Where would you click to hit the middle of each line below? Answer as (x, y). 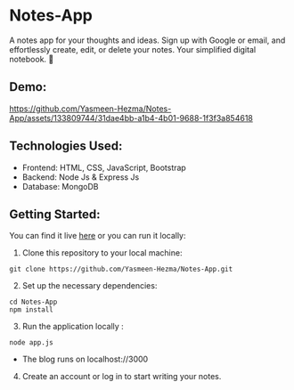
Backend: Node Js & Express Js (81, 177)
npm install (31, 310)
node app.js (31, 343)
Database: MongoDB (60, 186)
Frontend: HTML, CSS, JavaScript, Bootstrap (104, 167)
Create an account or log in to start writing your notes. (122, 377)
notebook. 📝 (32, 59)
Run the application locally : (73, 327)
